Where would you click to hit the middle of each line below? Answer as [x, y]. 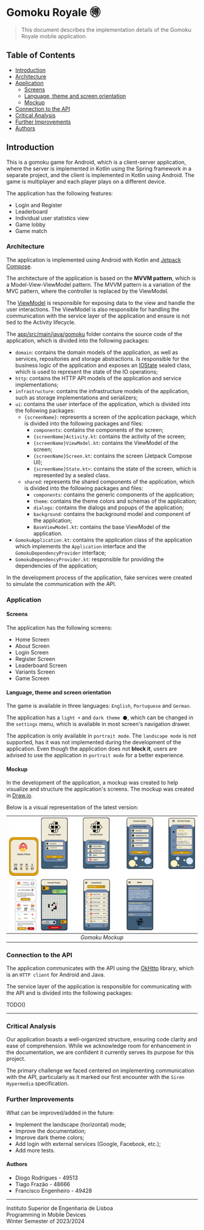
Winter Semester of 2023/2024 [46, 1221]
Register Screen [35, 659]
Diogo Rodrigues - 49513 [46, 1178]
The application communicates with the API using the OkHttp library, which [100, 968]
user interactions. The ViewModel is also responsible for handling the [93, 309]
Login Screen [32, 652]
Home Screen [32, 639]
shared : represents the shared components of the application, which [109, 481]
